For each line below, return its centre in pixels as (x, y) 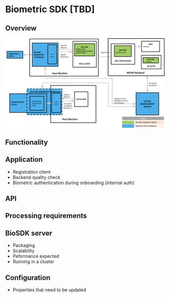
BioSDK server (29, 233)
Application (24, 159)
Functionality (27, 142)
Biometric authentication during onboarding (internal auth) (73, 183)
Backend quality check (37, 177)
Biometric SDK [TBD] (50, 9)
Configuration (28, 277)
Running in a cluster (33, 262)
